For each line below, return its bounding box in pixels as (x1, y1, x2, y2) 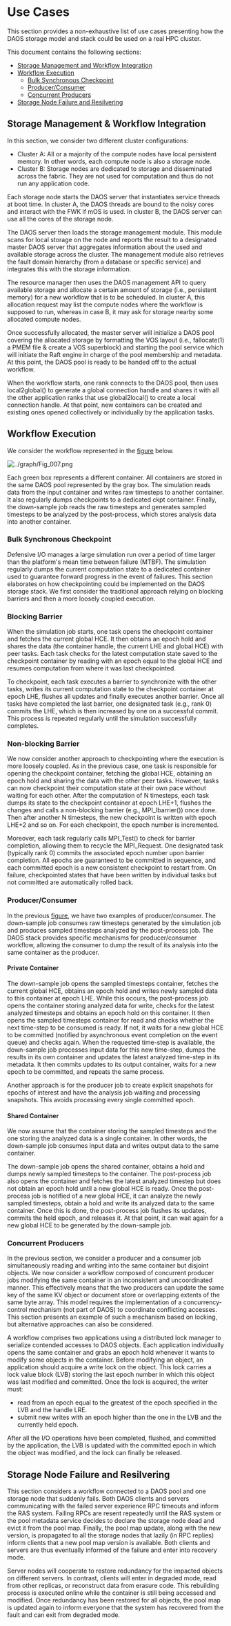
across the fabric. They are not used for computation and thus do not (17, 172, 214, 180)
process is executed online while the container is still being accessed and (7, 1589, 216, 1597)
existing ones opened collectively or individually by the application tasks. (7, 408, 214, 416)
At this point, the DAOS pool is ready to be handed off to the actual (7, 358, 197, 366)
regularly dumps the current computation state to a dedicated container (7, 565, 211, 573)
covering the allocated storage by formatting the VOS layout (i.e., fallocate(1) (7, 336, 225, 344)
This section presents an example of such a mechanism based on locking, (7, 1313, 218, 1322)
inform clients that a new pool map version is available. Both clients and (7, 1539, 210, 1547)
